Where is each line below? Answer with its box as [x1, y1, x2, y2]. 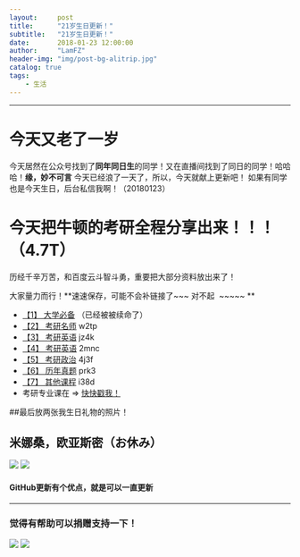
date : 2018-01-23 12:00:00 [9, 38, 134, 47]
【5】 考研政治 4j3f [21, 354, 94, 365]
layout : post [9, 13, 74, 22]
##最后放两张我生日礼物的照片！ [9, 406, 129, 417]
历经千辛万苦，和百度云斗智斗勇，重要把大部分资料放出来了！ [9, 271, 237, 282]
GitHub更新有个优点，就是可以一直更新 [9, 482, 154, 493]
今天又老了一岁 [9, 129, 120, 149]
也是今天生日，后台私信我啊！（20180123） [9, 182, 171, 193]
